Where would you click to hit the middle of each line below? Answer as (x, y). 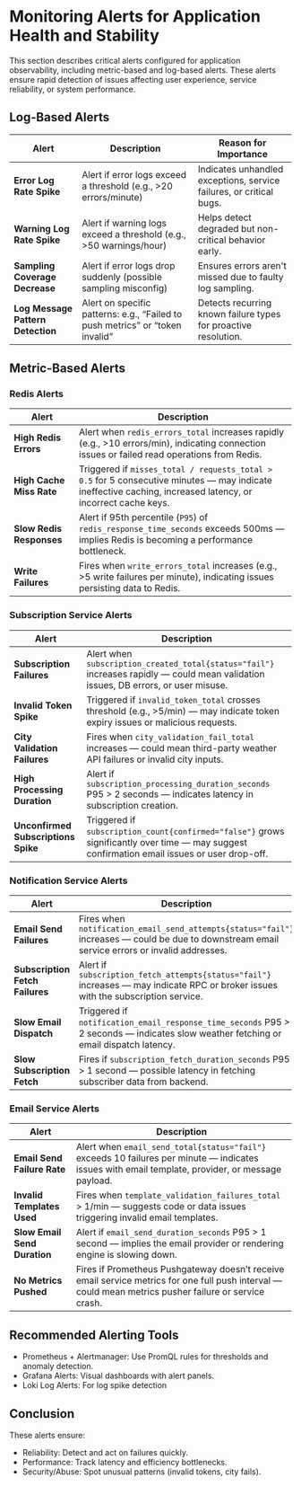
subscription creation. (133, 805)
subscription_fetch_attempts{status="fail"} (175, 975)
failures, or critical (236, 191)
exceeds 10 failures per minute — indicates (167, 1158)
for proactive (225, 325)
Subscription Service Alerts (71, 615)
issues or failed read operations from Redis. (171, 455)
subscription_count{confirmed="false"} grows (185, 831)
